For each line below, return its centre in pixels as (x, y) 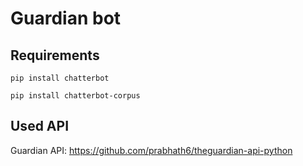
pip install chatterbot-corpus (75, 96)
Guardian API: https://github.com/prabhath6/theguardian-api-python (151, 150)
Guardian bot (66, 18)
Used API (40, 126)
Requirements (55, 55)
